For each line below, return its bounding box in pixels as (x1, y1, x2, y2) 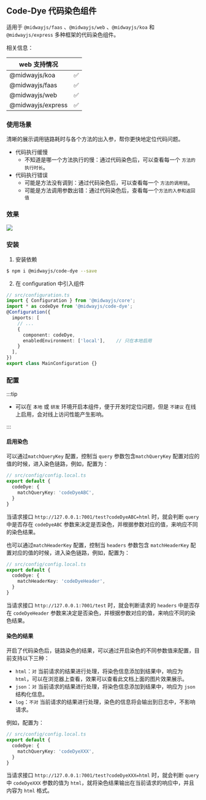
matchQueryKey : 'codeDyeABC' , (17, 490, 95, 496)
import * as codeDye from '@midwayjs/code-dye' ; (6, 303, 133, 310)
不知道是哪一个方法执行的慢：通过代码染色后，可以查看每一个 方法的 (24, 156, 196, 164)
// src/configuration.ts (6, 292, 70, 298)
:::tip (6, 390, 18, 398)
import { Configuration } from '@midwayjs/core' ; (6, 298, 136, 304)
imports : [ (12, 315, 40, 321)
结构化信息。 (15, 691, 48, 698)
